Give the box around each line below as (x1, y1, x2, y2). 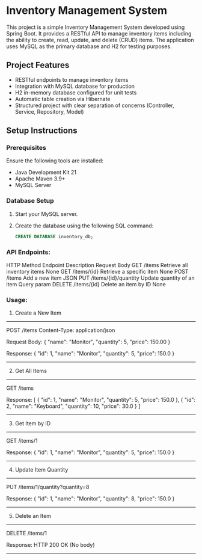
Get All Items (14, 368, 47, 375)
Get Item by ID (14, 420, 51, 427)
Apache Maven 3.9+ (14, 175, 66, 182)
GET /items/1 (6, 437, 38, 445)
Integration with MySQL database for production (14, 82, 135, 90)
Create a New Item (14, 309, 62, 316)
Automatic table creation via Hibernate (14, 95, 111, 102)
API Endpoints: (6, 248, 51, 256)
